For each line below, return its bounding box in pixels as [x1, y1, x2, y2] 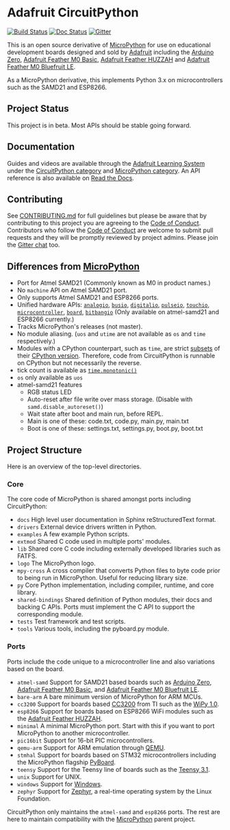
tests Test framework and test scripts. [16, 618, 126, 626]
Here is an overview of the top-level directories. [7, 462, 142, 470]
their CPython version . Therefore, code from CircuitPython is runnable [16, 351, 216, 360]
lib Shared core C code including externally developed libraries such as [16, 544, 221, 553]
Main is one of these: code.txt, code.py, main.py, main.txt [27, 417, 190, 425]
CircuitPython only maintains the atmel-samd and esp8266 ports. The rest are [7, 807, 220, 816]
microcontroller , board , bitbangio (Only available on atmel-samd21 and [16, 308, 219, 316]
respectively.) [16, 337, 56, 345]
